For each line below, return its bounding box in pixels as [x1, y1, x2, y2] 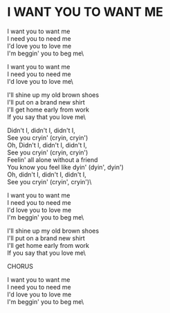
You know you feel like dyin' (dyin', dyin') [7, 163, 124, 171]
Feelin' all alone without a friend [7, 155, 98, 163]
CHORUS [7, 262, 33, 270]
